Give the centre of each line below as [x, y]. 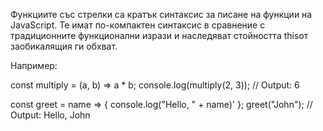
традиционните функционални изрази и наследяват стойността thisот [159, 35]
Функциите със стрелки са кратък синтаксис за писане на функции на [161, 14]
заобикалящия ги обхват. [64, 46]
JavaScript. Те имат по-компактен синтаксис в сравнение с [138, 25]
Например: [34, 65]
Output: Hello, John [50, 115]
